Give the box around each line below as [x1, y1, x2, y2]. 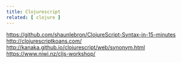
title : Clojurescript [6, 8, 61, 15]
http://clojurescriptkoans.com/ [6, 37, 82, 44]
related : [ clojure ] [6, 14, 61, 20]
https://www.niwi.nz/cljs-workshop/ [6, 50, 96, 57]
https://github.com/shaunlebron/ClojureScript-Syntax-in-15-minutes [6, 31, 177, 38]
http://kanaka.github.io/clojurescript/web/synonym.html [6, 43, 145, 51]
